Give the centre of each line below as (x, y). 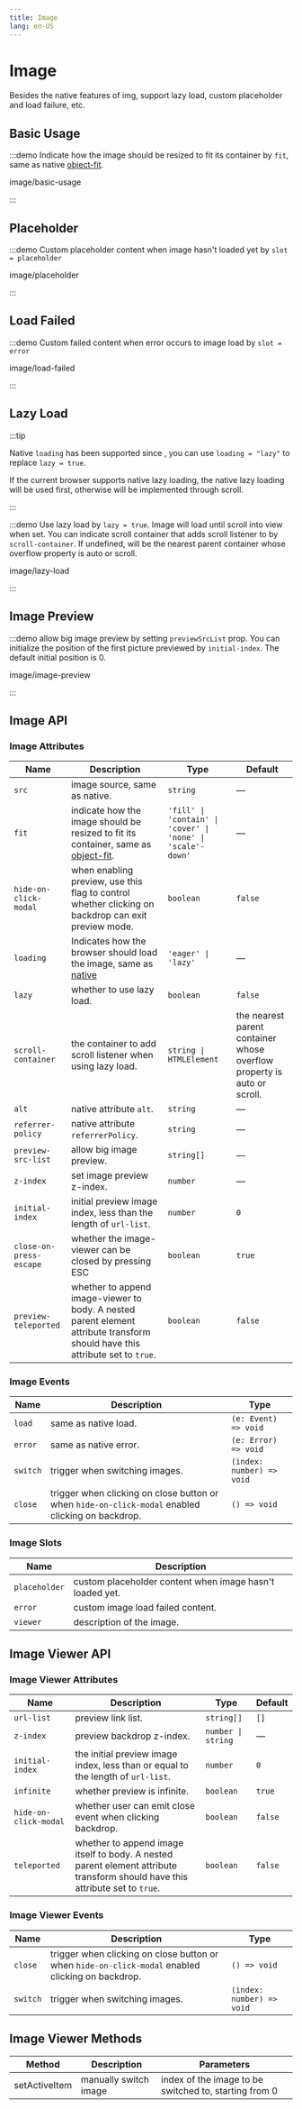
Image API (39, 721)
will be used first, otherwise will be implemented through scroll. (127, 489)
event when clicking (117, 1817)
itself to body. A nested (124, 1855)
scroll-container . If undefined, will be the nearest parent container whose (147, 543)
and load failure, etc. (47, 105)
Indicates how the (108, 941)
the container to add (114, 1044)
